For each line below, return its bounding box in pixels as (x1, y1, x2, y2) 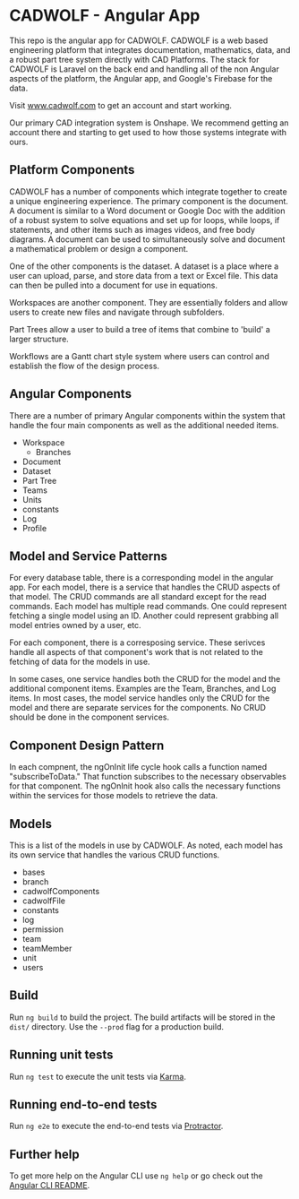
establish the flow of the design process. (9, 360, 159, 371)
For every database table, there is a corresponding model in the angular (9, 573, 274, 583)
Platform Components (9, 162, 135, 177)
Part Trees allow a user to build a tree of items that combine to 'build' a (9, 323, 270, 334)
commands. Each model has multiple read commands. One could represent (9, 601, 287, 612)
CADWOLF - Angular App (9, 5, 201, 26)
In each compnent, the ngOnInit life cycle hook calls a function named (9, 762, 268, 772)
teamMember (21, 943, 73, 953)
